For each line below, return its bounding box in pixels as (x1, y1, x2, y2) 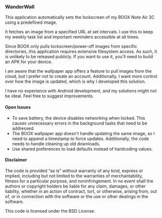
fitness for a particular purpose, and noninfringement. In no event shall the (5, 178, 153, 184)
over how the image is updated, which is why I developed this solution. (5, 78, 146, 84)
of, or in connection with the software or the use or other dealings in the (5, 193, 148, 199)
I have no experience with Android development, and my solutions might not (5, 88, 157, 94)
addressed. (12, 125, 35, 131)
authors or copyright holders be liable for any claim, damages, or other (5, 183, 146, 189)
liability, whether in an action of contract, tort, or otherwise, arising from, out (5, 188, 157, 194)
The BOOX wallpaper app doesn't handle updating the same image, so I (12, 130, 155, 136)
